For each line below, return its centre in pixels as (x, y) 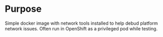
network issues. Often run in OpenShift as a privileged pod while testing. (81, 28)
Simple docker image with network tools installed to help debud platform (81, 23)
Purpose (23, 9)
